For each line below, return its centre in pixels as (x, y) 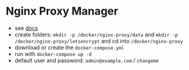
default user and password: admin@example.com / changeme (87, 60)
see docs (26, 28)
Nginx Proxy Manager (62, 11)
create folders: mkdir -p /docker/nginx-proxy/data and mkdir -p (96, 34)
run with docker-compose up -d (53, 54)
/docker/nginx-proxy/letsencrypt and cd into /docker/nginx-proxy (99, 41)
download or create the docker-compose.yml (69, 47)
